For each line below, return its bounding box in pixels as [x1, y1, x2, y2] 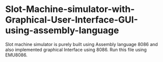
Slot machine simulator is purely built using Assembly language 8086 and [5, 41, 158, 47]
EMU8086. [5, 51, 28, 58]
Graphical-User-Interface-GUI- [5, 14, 138, 25]
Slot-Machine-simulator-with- [5, 3, 135, 15]
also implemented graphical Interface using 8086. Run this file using [5, 46, 147, 52]
